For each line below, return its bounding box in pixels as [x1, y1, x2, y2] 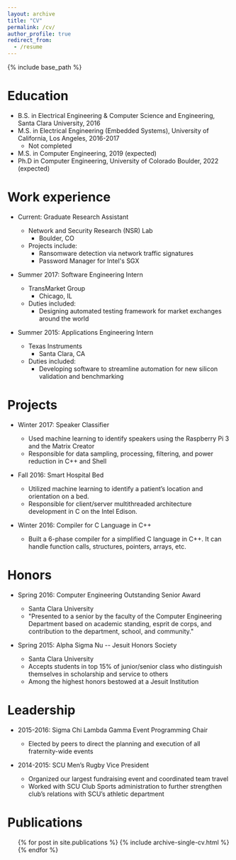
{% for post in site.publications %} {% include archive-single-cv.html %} [17, 838, 230, 846]
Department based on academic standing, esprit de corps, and [28, 619, 212, 628]
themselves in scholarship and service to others [28, 670, 169, 678]
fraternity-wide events [28, 747, 94, 756]
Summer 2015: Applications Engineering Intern [17, 328, 154, 336]
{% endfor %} [17, 845, 59, 854]
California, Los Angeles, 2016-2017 [17, 134, 120, 142]
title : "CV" [7, 17, 43, 24]
